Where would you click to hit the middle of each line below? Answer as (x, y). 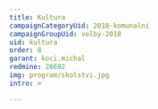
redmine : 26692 (37, 67)
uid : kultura (33, 42)
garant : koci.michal (48, 58)
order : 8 (25, 51)
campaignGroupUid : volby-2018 (66, 34)
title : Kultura (37, 17)
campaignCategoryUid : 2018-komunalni (79, 26)
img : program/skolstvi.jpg (59, 75)
